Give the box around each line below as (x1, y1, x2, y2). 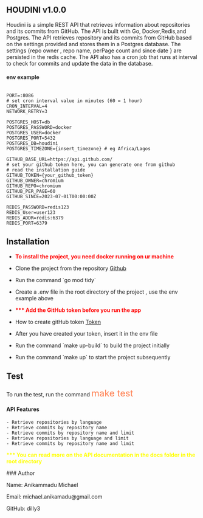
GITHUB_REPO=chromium (6, 183, 61, 189)
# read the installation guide (6, 167, 86, 173)
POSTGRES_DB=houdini (6, 140, 59, 147)
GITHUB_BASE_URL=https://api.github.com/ (6, 156, 113, 163)
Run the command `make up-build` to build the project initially (15, 342, 170, 349)
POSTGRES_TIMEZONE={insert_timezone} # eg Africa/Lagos (6, 146, 151, 152)
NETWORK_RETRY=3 (6, 109, 47, 115)
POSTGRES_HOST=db (6, 119, 50, 125)
